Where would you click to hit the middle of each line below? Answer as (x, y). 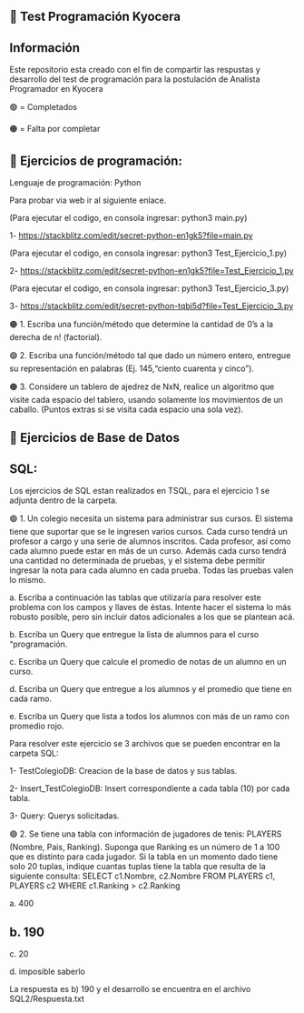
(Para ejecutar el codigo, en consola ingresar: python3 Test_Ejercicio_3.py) (149, 288)
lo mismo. (28, 580)
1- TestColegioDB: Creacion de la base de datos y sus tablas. (123, 771)
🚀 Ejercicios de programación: (96, 160)
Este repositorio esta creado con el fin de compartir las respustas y (135, 70)
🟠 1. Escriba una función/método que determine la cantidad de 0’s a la (142, 325)
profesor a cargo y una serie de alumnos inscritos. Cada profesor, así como (150, 541)
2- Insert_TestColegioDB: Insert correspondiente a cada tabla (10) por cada (150, 788)
